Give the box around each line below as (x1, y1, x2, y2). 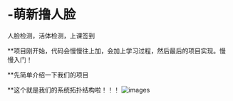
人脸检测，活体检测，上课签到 (7, 31, 95, 40)
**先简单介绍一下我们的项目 (7, 70, 89, 79)
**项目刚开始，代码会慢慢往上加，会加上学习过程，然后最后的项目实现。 (7, 46, 220, 55)
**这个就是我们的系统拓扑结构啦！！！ (7, 85, 120, 94)
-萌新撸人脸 (7, 6, 76, 23)
